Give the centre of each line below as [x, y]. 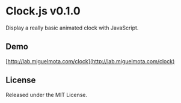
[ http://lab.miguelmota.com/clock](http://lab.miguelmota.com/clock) [90, 61]
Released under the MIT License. [47, 95]
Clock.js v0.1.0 [43, 11]
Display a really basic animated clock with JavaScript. [72, 28]
